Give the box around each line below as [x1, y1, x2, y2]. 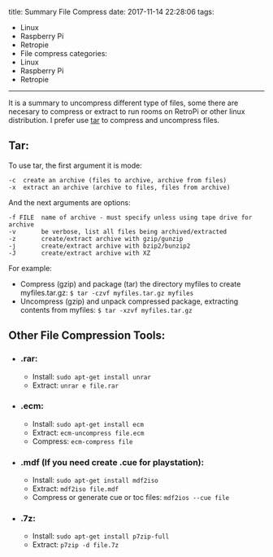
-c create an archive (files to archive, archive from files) [8, 176, 227, 184]
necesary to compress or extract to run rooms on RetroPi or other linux [8, 107, 245, 116]
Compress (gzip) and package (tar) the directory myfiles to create [19, 278, 241, 288]
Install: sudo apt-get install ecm [32, 419, 145, 428]
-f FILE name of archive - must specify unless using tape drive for [8, 213, 253, 221]
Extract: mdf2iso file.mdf [32, 484, 119, 493]
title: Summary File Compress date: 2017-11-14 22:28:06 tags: [8, 7, 214, 16]
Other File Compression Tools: [8, 329, 166, 343]
